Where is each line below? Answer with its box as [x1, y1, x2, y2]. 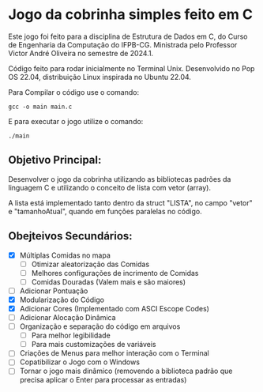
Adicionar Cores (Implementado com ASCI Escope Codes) [19, 303, 209, 313]
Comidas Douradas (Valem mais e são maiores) [31, 277, 186, 286]
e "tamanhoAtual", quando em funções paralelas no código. [8, 206, 203, 216]
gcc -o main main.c [8, 103, 73, 111]
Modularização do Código [19, 295, 105, 304]
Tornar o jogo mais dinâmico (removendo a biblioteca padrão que [19, 366, 233, 376]
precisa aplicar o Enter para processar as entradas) [19, 375, 187, 385]
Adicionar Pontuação [19, 286, 88, 296]
